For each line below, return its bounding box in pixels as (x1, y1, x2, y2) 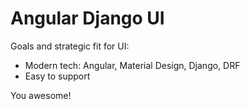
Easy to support (24, 70, 91, 82)
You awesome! (10, 89, 72, 101)
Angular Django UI (10, 7, 165, 30)
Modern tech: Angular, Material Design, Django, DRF (24, 59, 241, 71)
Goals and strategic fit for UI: (10, 40, 130, 52)
